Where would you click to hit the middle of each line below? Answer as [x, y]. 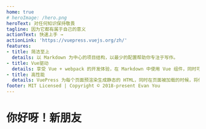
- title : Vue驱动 [28, 63]
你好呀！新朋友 [44, 118]
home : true [20, 12]
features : [19, 46]
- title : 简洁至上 [28, 52]
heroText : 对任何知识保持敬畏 [41, 23]
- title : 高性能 [26, 75]
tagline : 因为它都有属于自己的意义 [46, 29]
